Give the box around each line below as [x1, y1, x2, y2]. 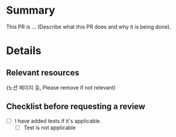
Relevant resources [6, 68, 80, 78]
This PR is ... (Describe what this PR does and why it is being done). [6, 23, 171, 30]
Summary [6, 4, 55, 17]
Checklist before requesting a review [6, 101, 146, 111]
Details [6, 44, 41, 58]
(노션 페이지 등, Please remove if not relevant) [6, 84, 116, 91]
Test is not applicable [23, 124, 76, 131]
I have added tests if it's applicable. [14, 117, 102, 125]
